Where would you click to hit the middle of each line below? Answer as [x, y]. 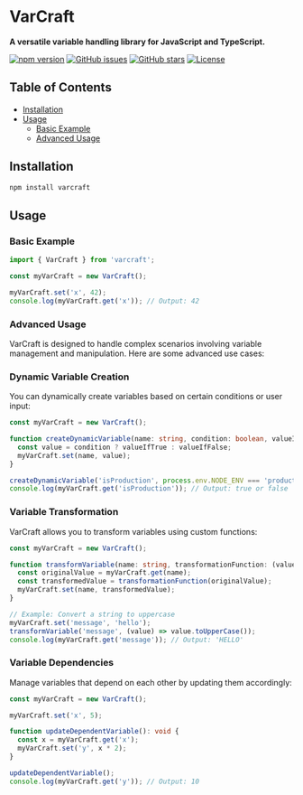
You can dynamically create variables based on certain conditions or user [146, 397]
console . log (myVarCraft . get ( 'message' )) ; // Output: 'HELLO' [127, 640]
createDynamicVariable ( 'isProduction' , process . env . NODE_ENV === [134, 481]
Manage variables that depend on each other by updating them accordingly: [151, 682]
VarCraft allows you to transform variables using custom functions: [133, 531]
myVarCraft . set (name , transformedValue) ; [96, 590]
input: [20, 406]
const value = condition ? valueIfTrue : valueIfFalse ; [124, 447]
